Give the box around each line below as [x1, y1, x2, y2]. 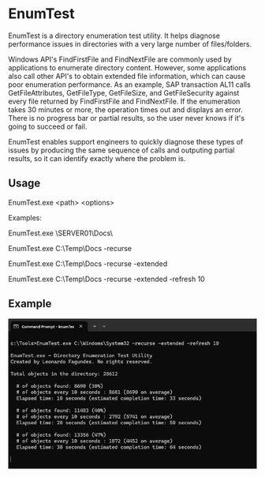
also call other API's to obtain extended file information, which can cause [8, 71, 246, 81]
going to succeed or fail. [8, 122, 88, 131]
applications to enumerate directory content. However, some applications [8, 62, 247, 72]
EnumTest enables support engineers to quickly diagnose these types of [8, 137, 244, 146]
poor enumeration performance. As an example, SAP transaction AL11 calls [8, 80, 251, 89]
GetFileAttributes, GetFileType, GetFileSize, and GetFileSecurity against [8, 88, 240, 97]
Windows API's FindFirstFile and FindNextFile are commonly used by [8, 54, 232, 64]
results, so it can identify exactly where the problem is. [8, 153, 186, 163]
